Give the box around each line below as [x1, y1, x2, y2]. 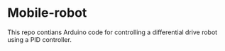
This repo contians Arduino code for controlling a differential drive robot [7, 28, 218, 36]
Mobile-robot [7, 5, 87, 21]
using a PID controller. [7, 35, 72, 43]
